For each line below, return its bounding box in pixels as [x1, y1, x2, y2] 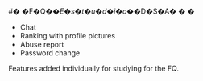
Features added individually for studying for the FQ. [8, 63, 180, 73]
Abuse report [19, 39, 64, 49]
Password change [19, 48, 81, 58]
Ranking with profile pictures [19, 31, 115, 40]
